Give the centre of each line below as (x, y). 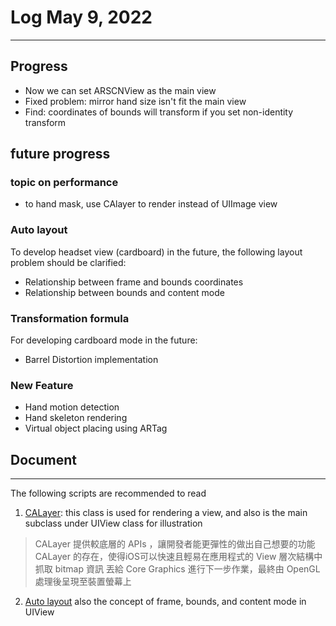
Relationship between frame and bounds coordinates (134, 282)
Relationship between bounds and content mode (124, 292)
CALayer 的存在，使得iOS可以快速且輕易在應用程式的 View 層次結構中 (178, 557)
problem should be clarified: (68, 262)
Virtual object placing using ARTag (96, 428)
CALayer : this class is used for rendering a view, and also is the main (166, 513)
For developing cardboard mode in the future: (104, 340)
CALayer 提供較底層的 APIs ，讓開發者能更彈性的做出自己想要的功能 (175, 544)
